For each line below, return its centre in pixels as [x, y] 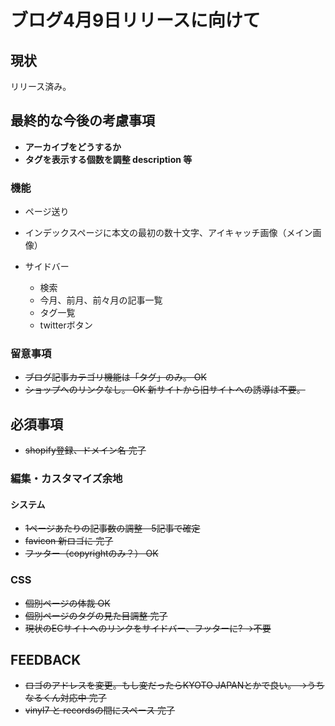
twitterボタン [66, 325]
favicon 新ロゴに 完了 [69, 541]
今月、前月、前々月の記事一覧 [101, 300]
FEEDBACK [46, 660]
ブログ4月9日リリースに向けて [135, 20]
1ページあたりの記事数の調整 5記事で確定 [112, 528]
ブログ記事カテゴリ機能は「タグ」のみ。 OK [115, 377]
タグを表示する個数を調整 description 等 [108, 159]
